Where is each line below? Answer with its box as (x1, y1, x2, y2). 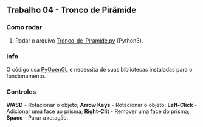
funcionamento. (6, 72, 46, 80)
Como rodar (6, 23, 43, 32)
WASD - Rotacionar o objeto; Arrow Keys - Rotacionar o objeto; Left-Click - (6, 101, 198, 109)
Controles (6, 88, 36, 96)
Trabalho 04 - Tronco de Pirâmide (6, 5, 137, 15)
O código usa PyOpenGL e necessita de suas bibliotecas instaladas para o (6, 66, 193, 73)
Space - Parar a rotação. (6, 114, 69, 122)
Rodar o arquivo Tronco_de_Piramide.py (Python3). (15, 36, 143, 44)
